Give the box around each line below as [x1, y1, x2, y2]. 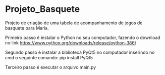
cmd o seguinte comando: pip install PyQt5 [5, 54, 93, 60]
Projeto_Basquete [5, 3, 80, 15]
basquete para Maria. [5, 25, 49, 31]
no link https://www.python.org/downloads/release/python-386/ [5, 39, 136, 45]
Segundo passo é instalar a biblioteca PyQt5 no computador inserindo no [5, 49, 155, 55]
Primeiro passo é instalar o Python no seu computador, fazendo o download [5, 35, 161, 40]
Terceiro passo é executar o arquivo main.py [5, 64, 96, 70]
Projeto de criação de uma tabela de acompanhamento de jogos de [5, 20, 143, 26]
